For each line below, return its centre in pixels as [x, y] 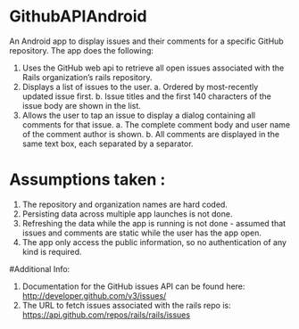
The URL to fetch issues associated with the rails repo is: [126, 305]
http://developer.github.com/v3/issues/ [94, 295]
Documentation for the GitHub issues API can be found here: [133, 286]
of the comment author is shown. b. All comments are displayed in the [150, 134]
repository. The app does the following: [82, 50]
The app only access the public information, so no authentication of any [154, 242]
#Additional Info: [40, 268]
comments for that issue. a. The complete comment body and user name [156, 124]
